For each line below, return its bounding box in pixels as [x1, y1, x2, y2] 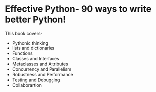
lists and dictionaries [12, 45, 55, 51]
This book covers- [5, 30, 43, 36]
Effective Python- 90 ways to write [5, 3, 152, 15]
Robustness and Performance [12, 71, 73, 77]
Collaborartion [12, 82, 42, 88]
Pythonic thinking [12, 40, 49, 46]
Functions [12, 50, 33, 56]
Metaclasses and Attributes [12, 61, 68, 67]
